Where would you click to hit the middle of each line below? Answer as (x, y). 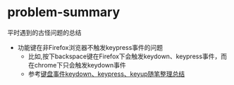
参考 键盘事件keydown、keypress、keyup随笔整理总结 (106, 74)
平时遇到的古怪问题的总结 (44, 32)
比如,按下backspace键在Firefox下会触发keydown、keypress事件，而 (128, 56)
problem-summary (64, 12)
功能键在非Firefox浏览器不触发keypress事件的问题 (90, 47)
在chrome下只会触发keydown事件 (77, 65)
